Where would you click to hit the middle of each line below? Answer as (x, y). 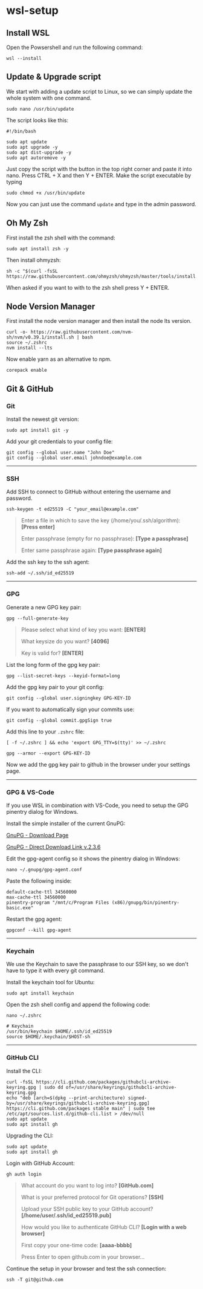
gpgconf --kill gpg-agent (39, 930)
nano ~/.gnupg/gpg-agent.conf (44, 870)
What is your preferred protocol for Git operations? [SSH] (92, 1197)
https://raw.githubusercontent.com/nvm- (82, 332)
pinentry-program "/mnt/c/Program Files (58, 903)
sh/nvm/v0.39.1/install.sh (40, 337)
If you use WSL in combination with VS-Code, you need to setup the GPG (98, 805)
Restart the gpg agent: (34, 919)
